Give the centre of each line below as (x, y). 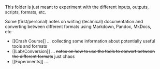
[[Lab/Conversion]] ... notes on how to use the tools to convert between (83, 51)
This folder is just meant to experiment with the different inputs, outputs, (77, 7)
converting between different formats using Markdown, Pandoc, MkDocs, (78, 27)
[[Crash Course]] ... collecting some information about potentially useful (84, 41)
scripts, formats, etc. (26, 12)
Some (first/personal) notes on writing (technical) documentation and (74, 21)
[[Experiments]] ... (30, 62)
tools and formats (29, 46)
